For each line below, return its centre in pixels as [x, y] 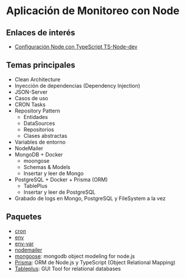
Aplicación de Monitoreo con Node [93, 11]
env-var [24, 243]
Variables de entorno [40, 142]
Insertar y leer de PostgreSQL [60, 192]
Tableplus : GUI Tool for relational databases [68, 269]
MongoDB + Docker [39, 154]
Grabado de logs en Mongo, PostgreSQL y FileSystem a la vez [90, 198]
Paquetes [24, 217]
